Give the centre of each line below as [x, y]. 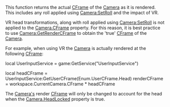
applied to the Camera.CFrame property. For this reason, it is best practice [83, 28]
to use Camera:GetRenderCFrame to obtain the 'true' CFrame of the [76, 33]
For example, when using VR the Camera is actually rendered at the [76, 48]
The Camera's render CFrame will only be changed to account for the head [84, 94]
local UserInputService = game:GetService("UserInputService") [72, 63]
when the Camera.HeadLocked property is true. [55, 99]
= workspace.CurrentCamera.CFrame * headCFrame [60, 84]
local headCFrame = [26, 73]
